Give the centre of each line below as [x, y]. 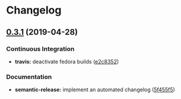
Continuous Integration [40, 49]
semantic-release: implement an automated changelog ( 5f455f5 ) [95, 90]
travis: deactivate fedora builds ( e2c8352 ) [67, 61]
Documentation [29, 77]
